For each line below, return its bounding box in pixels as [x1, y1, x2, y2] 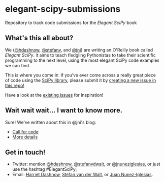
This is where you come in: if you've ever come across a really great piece [5, 72, 156, 78]
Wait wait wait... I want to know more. [5, 106, 123, 115]
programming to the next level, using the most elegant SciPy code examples [5, 57, 160, 63]
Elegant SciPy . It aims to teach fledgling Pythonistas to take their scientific [5, 52, 156, 58]
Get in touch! [5, 148, 46, 156]
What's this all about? [5, 34, 74, 42]
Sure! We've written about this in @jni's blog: [5, 119, 96, 125]
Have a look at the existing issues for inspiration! [5, 92, 103, 98]
